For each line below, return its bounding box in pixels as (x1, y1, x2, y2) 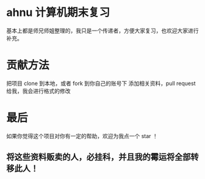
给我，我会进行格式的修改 (6, 87, 71, 95)
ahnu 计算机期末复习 (6, 5, 110, 20)
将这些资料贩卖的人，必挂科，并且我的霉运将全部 (6, 152, 191, 163)
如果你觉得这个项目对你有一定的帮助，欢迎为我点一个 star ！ (6, 132, 159, 139)
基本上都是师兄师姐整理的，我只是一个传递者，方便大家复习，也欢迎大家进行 (6, 27, 199, 34)
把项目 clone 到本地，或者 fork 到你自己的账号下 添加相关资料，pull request (6, 79, 196, 87)
